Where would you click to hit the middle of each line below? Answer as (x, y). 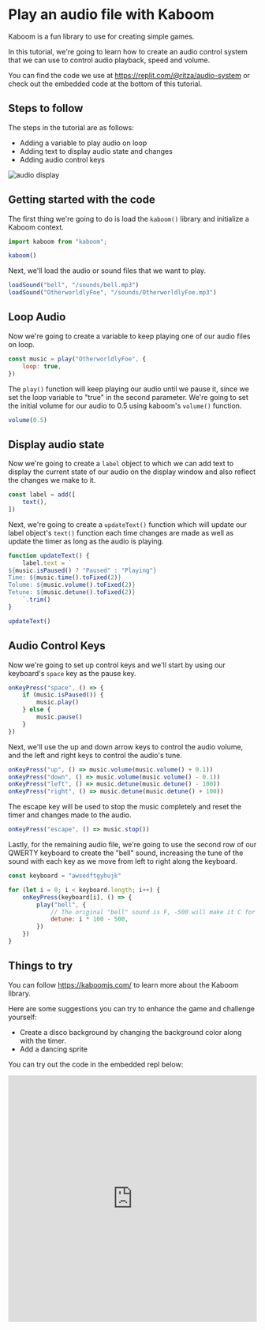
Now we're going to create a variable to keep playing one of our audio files (129, 336)
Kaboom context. (36, 227)
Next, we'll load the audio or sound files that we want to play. (107, 271)
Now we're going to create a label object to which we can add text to (121, 464)
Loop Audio (37, 317)
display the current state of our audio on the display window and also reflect (132, 472)
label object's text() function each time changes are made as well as (121, 532)
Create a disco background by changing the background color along (131, 1032)
